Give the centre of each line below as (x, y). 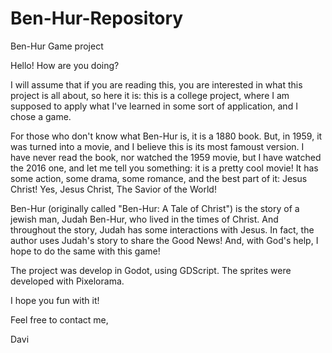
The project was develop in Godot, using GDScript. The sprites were (151, 270)
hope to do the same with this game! (85, 251)
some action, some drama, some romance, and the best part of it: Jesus (159, 178)
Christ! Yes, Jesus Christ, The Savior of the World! (113, 189)
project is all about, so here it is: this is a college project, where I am (150, 95)
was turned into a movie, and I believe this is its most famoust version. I (157, 146)
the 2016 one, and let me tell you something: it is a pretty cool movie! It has (164, 168)
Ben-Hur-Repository (97, 18)
